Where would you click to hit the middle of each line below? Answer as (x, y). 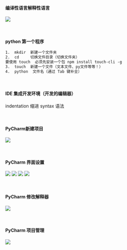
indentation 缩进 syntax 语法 (35, 106)
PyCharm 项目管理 (25, 231)
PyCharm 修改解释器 (27, 196)
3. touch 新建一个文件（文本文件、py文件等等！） (54, 67)
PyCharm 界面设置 (25, 162)
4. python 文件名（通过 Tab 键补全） (44, 72)
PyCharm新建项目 (24, 128)
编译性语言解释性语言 (27, 8)
